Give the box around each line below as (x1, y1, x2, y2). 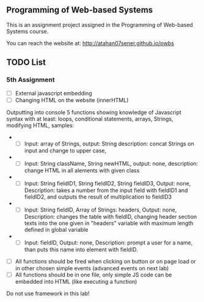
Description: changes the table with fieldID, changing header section (24, 213, 197, 220)
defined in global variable (24, 226, 89, 233)
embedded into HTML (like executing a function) (15, 278, 137, 285)
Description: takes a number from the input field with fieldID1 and (24, 186, 188, 194)
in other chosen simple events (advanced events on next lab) (15, 265, 169, 271)
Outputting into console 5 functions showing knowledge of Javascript (6, 108, 182, 116)
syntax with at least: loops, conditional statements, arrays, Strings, (6, 115, 173, 122)
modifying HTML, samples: (6, 122, 75, 129)
